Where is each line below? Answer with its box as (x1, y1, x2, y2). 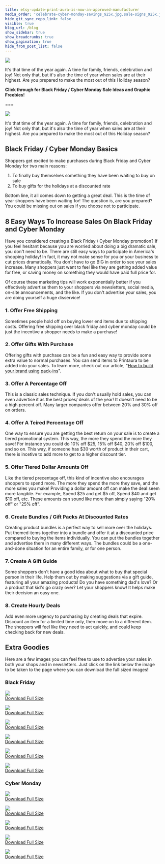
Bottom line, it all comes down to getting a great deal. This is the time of (5, 192, 151, 198)
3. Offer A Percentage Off (5, 380, 67, 387)
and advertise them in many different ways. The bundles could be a (5, 540, 141, 546)
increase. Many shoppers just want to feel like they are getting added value (5, 264, 157, 270)
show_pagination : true (5, 39, 52, 44)
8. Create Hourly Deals (5, 602, 60, 609)
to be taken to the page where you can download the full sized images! (5, 667, 149, 672)
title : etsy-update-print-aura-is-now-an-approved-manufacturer (5, 7, 139, 12)
